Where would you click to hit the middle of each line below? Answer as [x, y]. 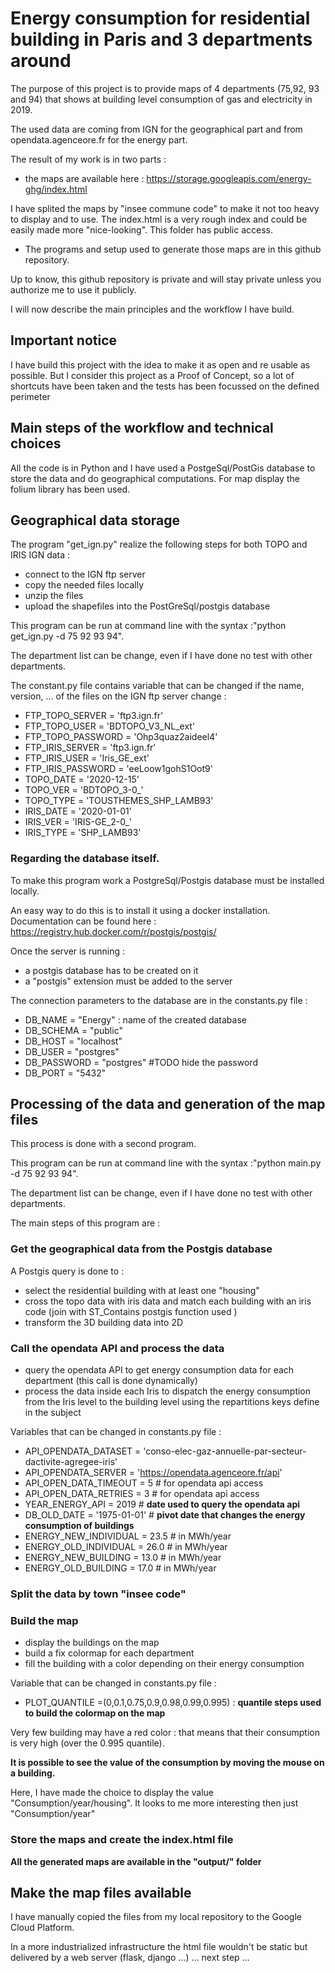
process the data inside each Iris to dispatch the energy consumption [168, 1391]
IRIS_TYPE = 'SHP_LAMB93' [83, 833]
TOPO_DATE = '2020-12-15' [82, 779]
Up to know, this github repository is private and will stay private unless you [166, 279]
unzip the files [54, 596]
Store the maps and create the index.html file [122, 1840]
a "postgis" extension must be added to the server [128, 981]
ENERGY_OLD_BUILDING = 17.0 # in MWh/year [120, 1568]
